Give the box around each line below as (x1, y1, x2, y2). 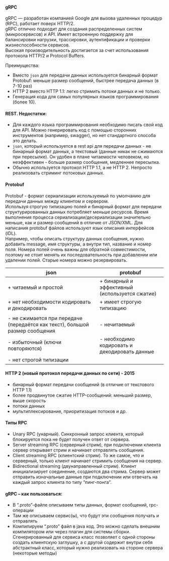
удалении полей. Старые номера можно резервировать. (5, 257, 128, 263)
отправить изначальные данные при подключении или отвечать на (12, 474, 158, 480)
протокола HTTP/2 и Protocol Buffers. (5, 53, 86, 59)
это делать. (12, 138, 38, 144)
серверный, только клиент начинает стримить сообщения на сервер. (12, 458, 162, 464)
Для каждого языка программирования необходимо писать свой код (12, 121, 163, 128)
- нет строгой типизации (8, 356, 69, 363)
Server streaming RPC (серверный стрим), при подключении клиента (12, 442, 161, 448)
